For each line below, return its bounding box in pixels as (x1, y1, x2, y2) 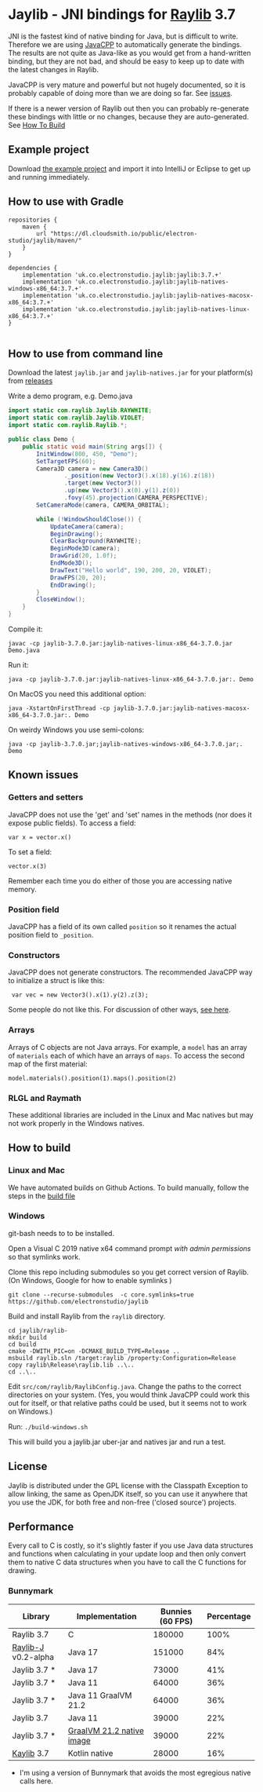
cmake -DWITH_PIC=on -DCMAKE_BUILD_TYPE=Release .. (8, 1347, 180, 1355)
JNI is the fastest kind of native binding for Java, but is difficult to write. (8, 31, 239, 41)
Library (22, 1611, 50, 1622)
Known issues (8, 768, 79, 782)
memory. (8, 884, 37, 894)
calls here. (19, 1776, 53, 1786)
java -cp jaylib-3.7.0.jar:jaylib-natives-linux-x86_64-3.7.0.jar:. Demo (8, 675, 254, 683)
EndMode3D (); (49, 559, 92, 567)
